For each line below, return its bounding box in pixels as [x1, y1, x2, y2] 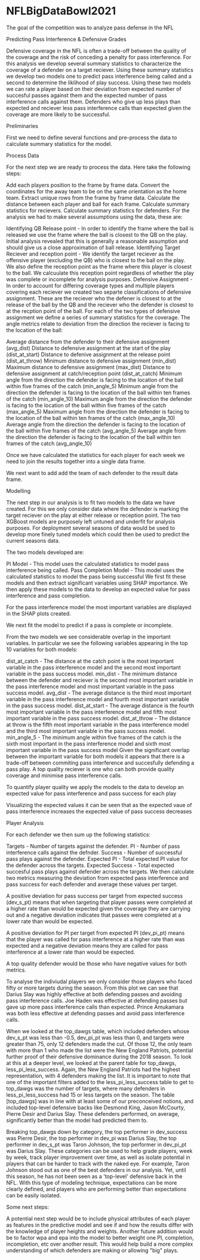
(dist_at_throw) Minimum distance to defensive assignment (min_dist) [6, 357, 177, 364]
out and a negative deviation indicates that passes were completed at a [6, 911, 181, 918]
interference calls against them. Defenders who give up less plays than [6, 98, 181, 105]
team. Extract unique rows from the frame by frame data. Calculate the [6, 194, 180, 201]
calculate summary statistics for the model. [6, 140, 112, 147]
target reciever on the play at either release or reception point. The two [6, 512, 181, 519]
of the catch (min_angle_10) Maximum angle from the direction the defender [6, 395, 193, 402]
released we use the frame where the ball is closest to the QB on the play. [6, 231, 187, 238]
